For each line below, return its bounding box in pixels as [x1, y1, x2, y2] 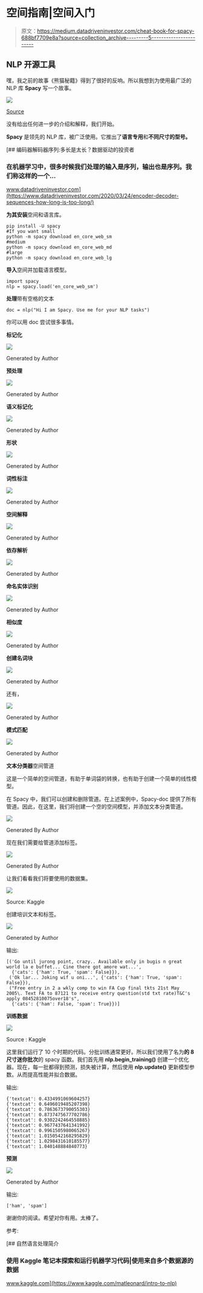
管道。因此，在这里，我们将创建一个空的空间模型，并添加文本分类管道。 [6, 803, 186, 810]
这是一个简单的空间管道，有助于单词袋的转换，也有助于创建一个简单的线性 [6, 775, 192, 783]
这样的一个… [18, 171, 56, 180]
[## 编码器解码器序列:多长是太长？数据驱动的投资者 [6, 146, 135, 153]
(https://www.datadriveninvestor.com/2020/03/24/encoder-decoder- [6, 192, 179, 200]
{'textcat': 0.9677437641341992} [6, 1122, 91, 1129]
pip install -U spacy [6, 223, 61, 229]
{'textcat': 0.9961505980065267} [6, 1128, 91, 1134]
